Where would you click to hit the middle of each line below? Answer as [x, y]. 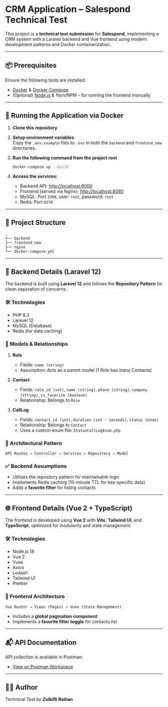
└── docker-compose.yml [30, 252]
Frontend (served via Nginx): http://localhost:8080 [72, 191]
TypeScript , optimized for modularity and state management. [68, 526]
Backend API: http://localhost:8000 [56, 186]
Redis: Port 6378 [36, 202]
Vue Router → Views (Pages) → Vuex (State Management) [63, 607]
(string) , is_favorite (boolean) [54, 395]
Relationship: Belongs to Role [50, 400]
